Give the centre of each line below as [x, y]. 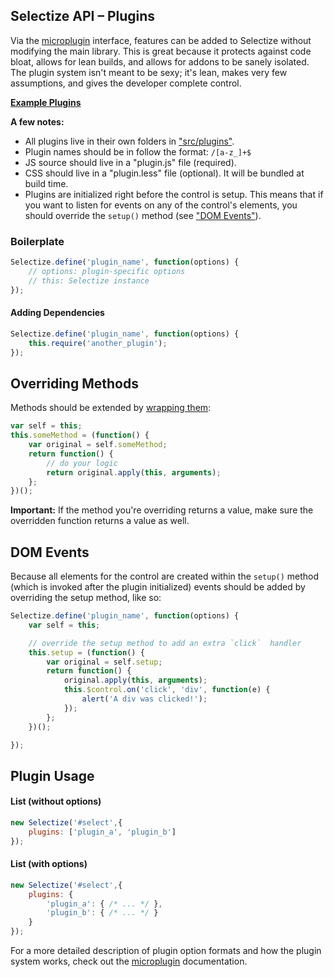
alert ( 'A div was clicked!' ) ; [144, 699]
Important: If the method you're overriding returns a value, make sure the [162, 510]
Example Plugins [46, 102]
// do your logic [82, 463]
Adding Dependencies [57, 313]
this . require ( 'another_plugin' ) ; [98, 343]
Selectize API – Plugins [83, 16]
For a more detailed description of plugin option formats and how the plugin [166, 951]
